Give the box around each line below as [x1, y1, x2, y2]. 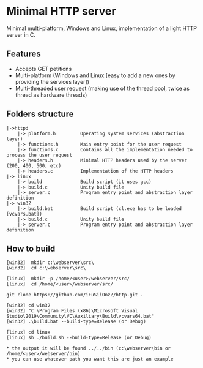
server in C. [6, 31, 35, 38]
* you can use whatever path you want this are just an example [6, 356, 174, 362]
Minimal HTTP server [6, 4, 116, 18]
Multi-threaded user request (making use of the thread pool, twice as [15, 84, 190, 92]
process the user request [6, 152, 72, 158]
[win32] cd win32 [6, 302, 51, 309]
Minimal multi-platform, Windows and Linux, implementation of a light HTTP [6, 24, 197, 32]
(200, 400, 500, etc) [6, 162, 62, 169]
